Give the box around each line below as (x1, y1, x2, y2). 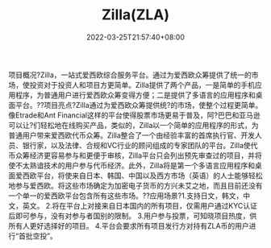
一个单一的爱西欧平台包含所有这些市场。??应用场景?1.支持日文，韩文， (8, 191, 244, 200)
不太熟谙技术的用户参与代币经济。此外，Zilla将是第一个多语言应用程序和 (15, 160, 256, 170)
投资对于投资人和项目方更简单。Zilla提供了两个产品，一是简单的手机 (29, 80, 256, 89)
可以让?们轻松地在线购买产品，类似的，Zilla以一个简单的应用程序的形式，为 (8, 120, 259, 130)
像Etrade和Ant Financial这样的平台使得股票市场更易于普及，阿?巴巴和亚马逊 (8, 110, 261, 120)
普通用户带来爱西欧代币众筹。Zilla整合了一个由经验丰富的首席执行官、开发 (8, 130, 256, 140)
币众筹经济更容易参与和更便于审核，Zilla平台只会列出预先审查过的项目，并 (8, 151, 256, 160)
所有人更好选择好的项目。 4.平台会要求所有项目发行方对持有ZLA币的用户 (8, 221, 249, 230)
